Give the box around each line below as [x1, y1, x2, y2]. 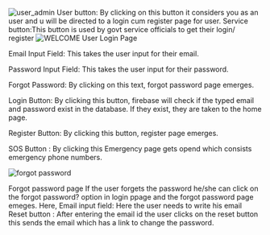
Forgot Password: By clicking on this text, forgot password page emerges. [8, 80, 255, 89]
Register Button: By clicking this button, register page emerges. [8, 129, 219, 138]
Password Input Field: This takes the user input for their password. [8, 64, 229, 74]
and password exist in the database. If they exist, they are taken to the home [8, 105, 262, 113]
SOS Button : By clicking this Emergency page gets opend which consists [8, 144, 252, 153]
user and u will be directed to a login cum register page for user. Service [8, 16, 248, 26]
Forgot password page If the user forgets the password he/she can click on [8, 183, 259, 193]
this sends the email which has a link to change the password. [8, 218, 214, 227]
